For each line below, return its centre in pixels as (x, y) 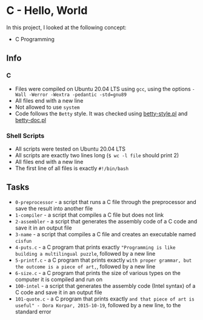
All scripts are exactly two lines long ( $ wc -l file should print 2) (97, 155)
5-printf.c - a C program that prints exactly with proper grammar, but (103, 260)
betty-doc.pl (31, 120)
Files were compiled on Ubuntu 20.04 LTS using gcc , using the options (103, 89)
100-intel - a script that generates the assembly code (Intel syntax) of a (105, 285)
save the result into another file (54, 208)
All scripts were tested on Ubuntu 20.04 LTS (70, 149)
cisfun (23, 241)
